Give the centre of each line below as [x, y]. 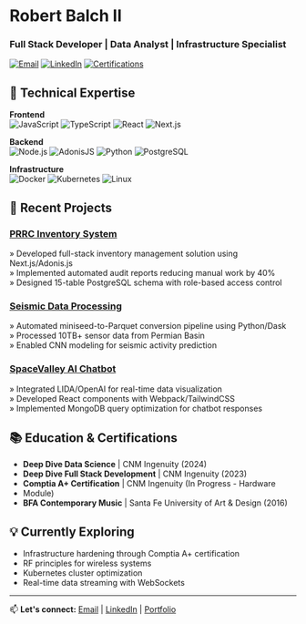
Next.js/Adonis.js [41, 263]
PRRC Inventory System [63, 233]
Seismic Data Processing [66, 306]
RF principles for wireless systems [87, 563]
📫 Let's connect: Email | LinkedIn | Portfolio [93, 609]
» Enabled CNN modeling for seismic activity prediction [113, 345]
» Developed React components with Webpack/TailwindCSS [122, 398]
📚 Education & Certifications [93, 438]
